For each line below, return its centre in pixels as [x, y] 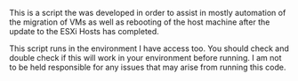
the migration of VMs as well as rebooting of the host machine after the [140, 22]
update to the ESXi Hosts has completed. [85, 31]
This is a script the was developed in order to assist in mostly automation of [148, 13]
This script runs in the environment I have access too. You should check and [149, 48]
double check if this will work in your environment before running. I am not [145, 58]
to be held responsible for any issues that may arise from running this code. [148, 67]
